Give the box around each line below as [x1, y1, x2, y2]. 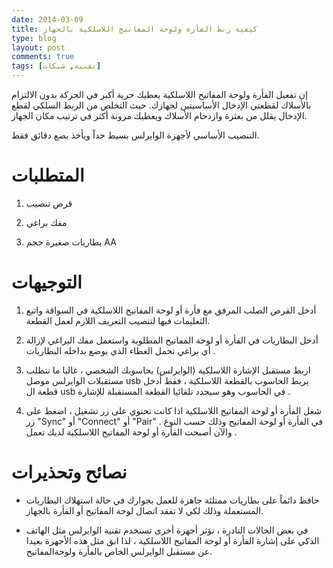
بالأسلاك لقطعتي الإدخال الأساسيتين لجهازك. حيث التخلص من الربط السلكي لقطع [11, 99, 312, 111]
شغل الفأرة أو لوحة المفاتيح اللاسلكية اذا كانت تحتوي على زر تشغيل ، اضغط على [25, 404, 323, 416]
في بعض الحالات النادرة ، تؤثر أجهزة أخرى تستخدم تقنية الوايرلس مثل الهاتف [25, 524, 309, 536]
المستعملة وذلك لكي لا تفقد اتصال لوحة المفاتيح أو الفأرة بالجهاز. [25, 504, 264, 516]
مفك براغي [25, 216, 68, 228]
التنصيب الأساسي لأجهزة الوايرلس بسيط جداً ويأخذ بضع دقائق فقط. [11, 129, 260, 141]
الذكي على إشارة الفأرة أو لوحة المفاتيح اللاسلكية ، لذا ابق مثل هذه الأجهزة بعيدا [25, 534, 320, 546]
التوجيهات [11, 271, 83, 294]
